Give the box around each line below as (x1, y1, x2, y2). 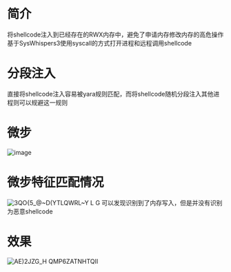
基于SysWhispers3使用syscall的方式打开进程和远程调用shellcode (7, 39, 192, 47)
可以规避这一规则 (19, 98, 68, 107)
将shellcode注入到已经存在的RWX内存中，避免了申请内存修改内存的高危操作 (7, 30, 224, 39)
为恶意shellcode (7, 207, 53, 216)
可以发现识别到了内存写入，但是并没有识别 (101, 198, 223, 207)
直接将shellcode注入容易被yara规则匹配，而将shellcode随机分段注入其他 (7, 90, 214, 98)
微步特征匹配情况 (7, 175, 105, 190)
